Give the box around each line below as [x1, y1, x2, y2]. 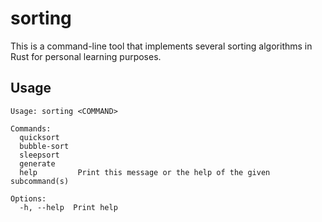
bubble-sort [19, 141, 70, 151]
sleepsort [19, 150, 60, 160]
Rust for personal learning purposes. [10, 50, 162, 62]
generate [19, 158, 56, 169]
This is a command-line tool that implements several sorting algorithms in [10, 40, 313, 52]
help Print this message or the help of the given [19, 167, 271, 177]
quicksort [19, 132, 60, 142]
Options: [10, 193, 47, 204]
